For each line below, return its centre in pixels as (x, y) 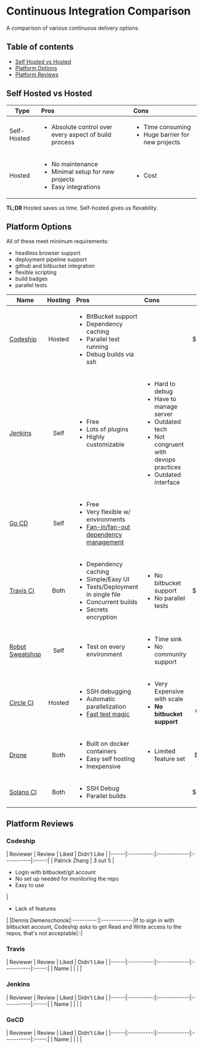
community (170, 654)
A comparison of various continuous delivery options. (73, 28)
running (98, 347)
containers (101, 751)
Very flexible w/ (109, 512)
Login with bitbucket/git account (55, 872)
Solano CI (23, 792)
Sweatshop (25, 654)
